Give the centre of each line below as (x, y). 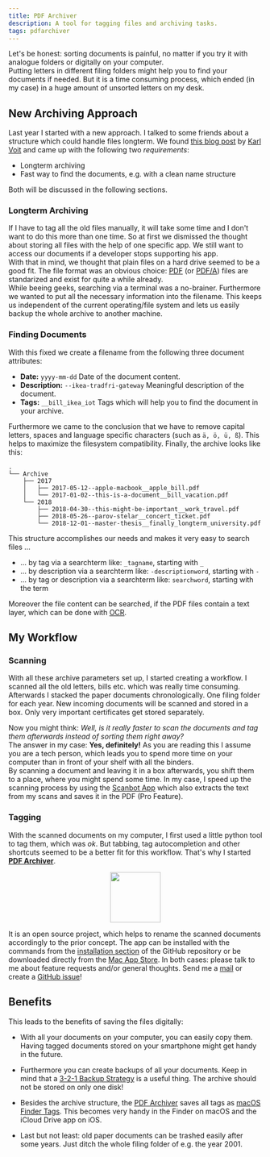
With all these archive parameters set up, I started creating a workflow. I (128, 678)
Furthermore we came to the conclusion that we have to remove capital (127, 426)
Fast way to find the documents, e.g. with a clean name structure (128, 174)
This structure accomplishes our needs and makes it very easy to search (129, 538)
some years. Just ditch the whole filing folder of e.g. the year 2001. (131, 1144)
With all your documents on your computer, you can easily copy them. (136, 1037)
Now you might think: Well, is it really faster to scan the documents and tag (133, 728)
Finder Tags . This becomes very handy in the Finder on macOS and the (138, 1111)
